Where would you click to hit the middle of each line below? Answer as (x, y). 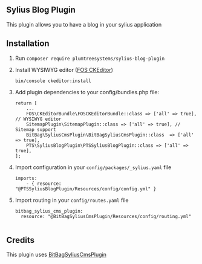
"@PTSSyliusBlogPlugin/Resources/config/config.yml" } (86, 189)
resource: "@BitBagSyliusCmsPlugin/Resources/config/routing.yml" (106, 216)
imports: (26, 178)
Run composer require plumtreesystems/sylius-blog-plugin (90, 58)
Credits (21, 240)
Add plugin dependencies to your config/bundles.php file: (87, 92)
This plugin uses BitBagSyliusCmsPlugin (57, 255)
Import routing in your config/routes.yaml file (72, 200)
